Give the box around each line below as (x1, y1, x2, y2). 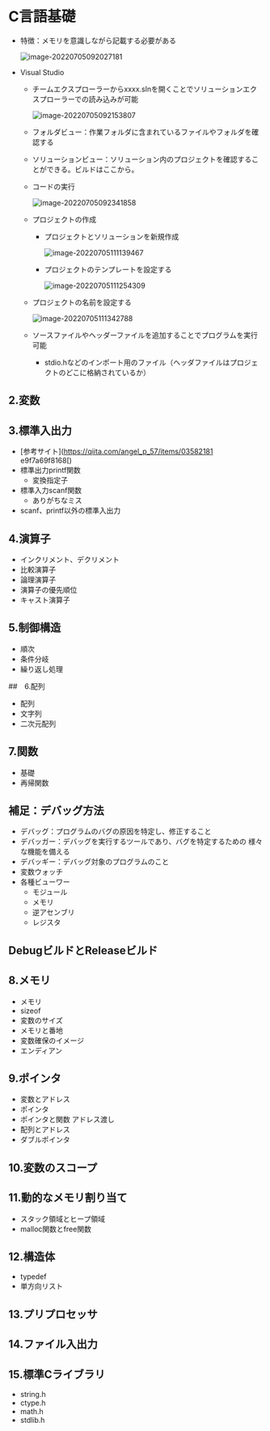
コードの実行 (32, 181, 75, 191)
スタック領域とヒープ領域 (19, 1214, 105, 1223)
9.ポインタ (8, 1071, 62, 1085)
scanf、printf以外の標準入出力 (19, 506, 121, 516)
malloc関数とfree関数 (19, 1224, 91, 1234)
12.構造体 (8, 1250, 56, 1264)
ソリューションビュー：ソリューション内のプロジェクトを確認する (32, 154, 252, 164)
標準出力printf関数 (19, 466, 81, 475)
